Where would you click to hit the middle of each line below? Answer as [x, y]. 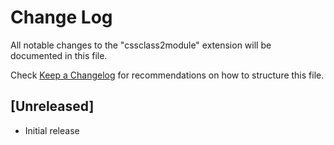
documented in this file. [59, 55]
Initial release [52, 130]
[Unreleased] [52, 106]
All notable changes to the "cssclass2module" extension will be [141, 45]
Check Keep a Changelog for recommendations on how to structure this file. [167, 75]
